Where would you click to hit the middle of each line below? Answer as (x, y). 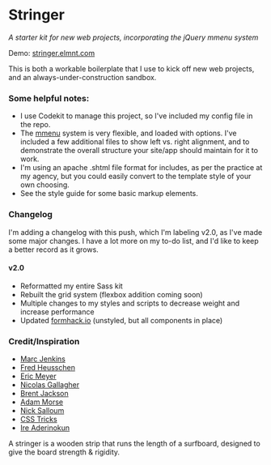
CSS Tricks (39, 420)
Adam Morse (41, 402)
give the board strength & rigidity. (64, 452)
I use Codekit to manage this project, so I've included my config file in (136, 116)
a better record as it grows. (53, 250)
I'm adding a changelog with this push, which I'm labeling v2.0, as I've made (135, 232)
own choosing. (45, 185)
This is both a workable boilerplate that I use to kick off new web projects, (131, 68)
